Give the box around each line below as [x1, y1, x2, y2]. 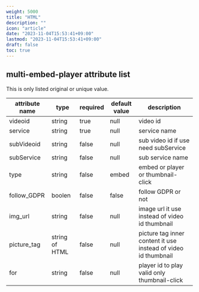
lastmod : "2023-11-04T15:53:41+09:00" [6, 36, 102, 42]
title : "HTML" [6, 14, 41, 20]
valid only [138, 268, 166, 277]
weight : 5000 [6, 8, 38, 15]
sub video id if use [138, 136, 190, 145]
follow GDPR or [138, 187, 181, 196]
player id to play [138, 261, 183, 269]
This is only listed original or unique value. [6, 85, 109, 92]
